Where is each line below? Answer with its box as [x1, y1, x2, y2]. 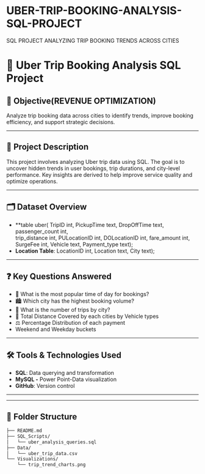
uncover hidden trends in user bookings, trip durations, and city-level [6, 165, 180, 172]
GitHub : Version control [15, 382, 75, 390]
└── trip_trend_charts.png [17, 462, 86, 468]
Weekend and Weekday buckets [15, 325, 96, 333]
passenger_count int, [15, 228, 68, 235]
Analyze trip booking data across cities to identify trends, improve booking [6, 111, 194, 119]
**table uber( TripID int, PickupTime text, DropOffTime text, [15, 221, 164, 228]
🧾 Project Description [6, 142, 89, 152]
